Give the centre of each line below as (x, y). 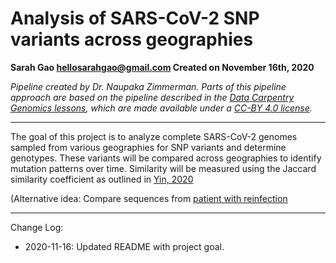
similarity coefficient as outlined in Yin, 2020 (102, 179)
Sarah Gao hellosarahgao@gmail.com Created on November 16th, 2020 (162, 67)
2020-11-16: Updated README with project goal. (124, 246)
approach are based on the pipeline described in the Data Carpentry (152, 97)
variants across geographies (132, 39)
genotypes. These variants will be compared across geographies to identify (166, 158)
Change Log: (37, 227)
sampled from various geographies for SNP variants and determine (148, 147)
